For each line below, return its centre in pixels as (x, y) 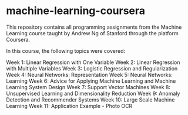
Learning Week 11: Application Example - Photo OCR (69, 106)
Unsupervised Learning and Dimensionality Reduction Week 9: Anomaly (93, 93)
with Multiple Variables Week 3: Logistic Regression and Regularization (92, 68)
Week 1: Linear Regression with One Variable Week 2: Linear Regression (93, 62)
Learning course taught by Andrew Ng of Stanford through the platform (92, 33)
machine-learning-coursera (76, 11)
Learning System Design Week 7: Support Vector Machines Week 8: (88, 87)
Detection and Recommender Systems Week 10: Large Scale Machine (90, 99)
